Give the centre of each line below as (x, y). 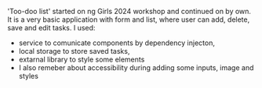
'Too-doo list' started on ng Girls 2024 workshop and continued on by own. (129, 11)
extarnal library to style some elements (82, 59)
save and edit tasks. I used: (51, 28)
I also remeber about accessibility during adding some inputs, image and (136, 68)
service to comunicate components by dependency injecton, (116, 43)
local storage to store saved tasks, (74, 51)
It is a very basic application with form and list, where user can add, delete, (129, 19)
